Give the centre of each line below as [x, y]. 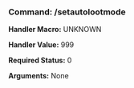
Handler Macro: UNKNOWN [55, 30]
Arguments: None [39, 76]
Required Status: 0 [40, 60]
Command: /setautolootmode [67, 12]
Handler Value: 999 [41, 45]
